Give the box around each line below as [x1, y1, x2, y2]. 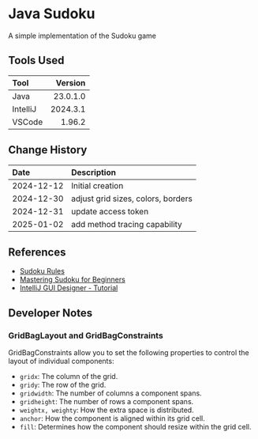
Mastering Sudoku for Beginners [19, 274, 126, 285]
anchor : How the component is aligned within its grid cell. [19, 414, 205, 423]
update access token [70, 206, 149, 217]
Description [70, 167, 117, 178]
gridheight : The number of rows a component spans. [19, 397, 194, 407]
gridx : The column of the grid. [19, 372, 118, 381]
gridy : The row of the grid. [19, 380, 107, 390]
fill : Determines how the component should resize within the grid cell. [19, 422, 252, 432]
